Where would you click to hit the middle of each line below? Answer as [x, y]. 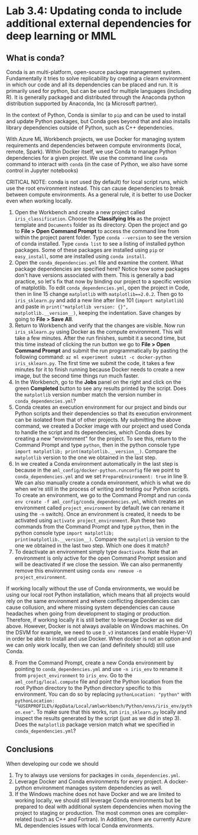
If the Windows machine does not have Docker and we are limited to [98, 794]
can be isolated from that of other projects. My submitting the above [98, 420]
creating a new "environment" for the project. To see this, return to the [100, 439]
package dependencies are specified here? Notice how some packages [102, 269]
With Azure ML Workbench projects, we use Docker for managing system [95, 139]
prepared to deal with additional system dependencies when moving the [103, 807]
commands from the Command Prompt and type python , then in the [97, 527]
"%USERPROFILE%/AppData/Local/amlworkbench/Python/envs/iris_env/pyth [103, 706]
